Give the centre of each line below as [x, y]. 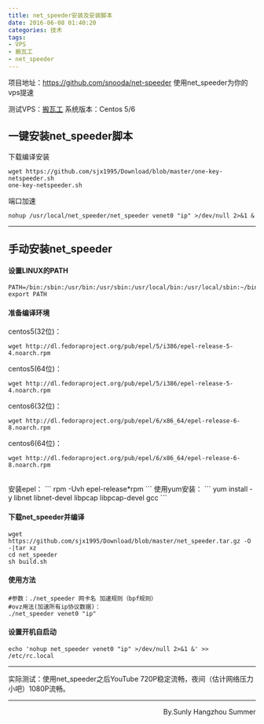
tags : [17, 37]
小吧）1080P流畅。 [39, 689]
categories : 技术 [35, 30]
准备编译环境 [29, 313]
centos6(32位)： [35, 406]
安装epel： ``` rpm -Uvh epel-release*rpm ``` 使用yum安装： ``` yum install [128, 489]
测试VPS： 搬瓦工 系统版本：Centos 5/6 [72, 109]
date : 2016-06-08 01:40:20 [52, 23]
